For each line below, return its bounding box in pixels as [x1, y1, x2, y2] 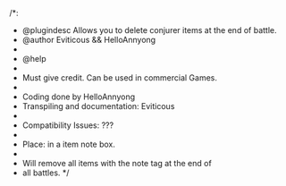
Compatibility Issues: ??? [21, 120, 114, 131]
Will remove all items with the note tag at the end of [21, 158, 212, 168]
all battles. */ [21, 167, 70, 178]
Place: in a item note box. [21, 139, 116, 149]
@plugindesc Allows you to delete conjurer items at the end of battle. [21, 25, 277, 35]
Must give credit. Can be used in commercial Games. [21, 72, 217, 83]
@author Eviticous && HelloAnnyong [21, 35, 156, 45]
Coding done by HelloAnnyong [21, 91, 136, 102]
